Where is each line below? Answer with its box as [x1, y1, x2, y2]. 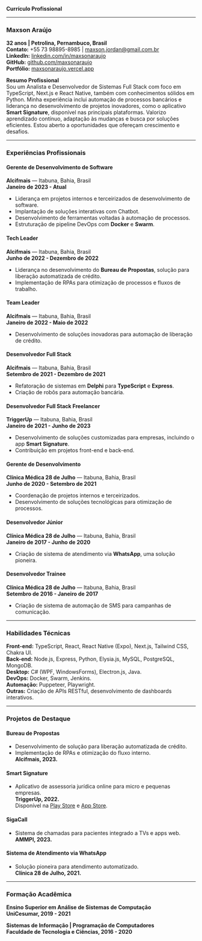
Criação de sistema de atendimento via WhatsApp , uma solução [14, 550, 176, 557]
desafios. [6, 128, 29, 135]
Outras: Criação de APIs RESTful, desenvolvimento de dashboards [6, 687, 172, 695]
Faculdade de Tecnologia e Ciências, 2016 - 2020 [6, 928, 132, 936]
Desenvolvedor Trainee [6, 570, 66, 578]
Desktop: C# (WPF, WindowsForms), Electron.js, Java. [6, 669, 142, 676]
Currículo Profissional [6, 5, 63, 12]
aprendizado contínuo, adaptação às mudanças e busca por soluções [6, 115, 179, 122]
